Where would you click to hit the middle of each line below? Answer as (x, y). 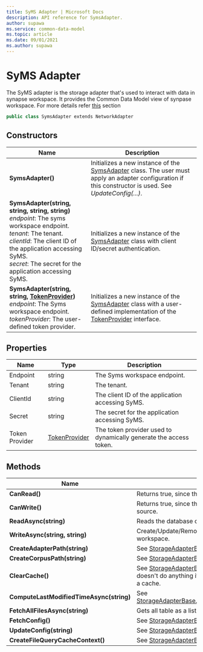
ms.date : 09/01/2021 (32, 40)
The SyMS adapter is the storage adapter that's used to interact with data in (101, 92)
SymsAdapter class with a (127, 304)
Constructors (32, 136)
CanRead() (25, 494)
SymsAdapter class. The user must (140, 170)
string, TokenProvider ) (42, 296)
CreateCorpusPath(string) (48, 559)
